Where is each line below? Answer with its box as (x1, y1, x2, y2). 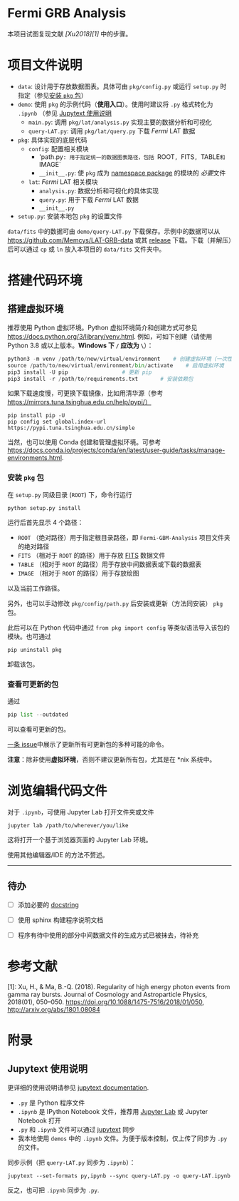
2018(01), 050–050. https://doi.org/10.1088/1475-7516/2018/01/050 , (7, 997, 205, 1006)
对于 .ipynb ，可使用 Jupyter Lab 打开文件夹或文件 (7, 807, 154, 816)
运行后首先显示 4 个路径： (7, 518, 84, 526)
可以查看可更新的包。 (7, 725, 70, 733)
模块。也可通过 (7, 632, 51, 640)
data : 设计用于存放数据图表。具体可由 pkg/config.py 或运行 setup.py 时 (17, 82, 227, 91)
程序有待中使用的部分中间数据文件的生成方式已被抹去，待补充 (17, 931, 199, 939)
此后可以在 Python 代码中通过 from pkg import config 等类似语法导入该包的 (7, 623, 230, 632)
